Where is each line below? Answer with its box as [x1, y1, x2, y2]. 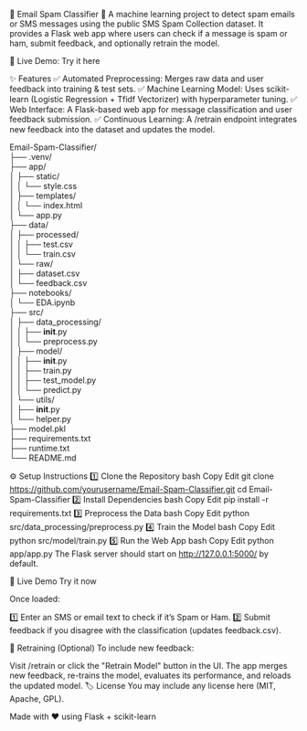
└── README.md [9, 452, 77, 463]
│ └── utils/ [9, 394, 55, 405]
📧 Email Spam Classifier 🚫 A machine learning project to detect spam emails [9, 9, 295, 19]
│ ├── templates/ [9, 190, 77, 201]
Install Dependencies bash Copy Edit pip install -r [83, 494, 270, 504]
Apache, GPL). [9, 694, 65, 704]
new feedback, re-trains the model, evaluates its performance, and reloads [9, 670, 291, 681]
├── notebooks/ [9, 288, 72, 298]
